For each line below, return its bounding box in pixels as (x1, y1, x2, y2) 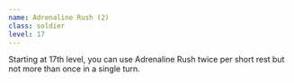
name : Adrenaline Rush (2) (8, 12, 110, 22)
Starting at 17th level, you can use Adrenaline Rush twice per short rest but (8, 54, 285, 65)
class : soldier (8, 21, 66, 30)
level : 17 (8, 29, 46, 38)
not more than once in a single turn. (8, 63, 140, 74)
